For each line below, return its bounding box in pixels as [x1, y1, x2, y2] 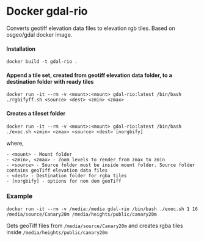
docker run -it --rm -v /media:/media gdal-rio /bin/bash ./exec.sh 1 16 [6, 206, 199, 212]
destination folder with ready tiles [6, 78, 94, 85]
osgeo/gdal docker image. [6, 31, 73, 38]
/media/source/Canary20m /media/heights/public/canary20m [6, 211, 157, 218]
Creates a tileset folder [6, 109, 66, 117]
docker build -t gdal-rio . [6, 59, 78, 65]
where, [6, 139, 24, 147]
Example [6, 192, 33, 200]
